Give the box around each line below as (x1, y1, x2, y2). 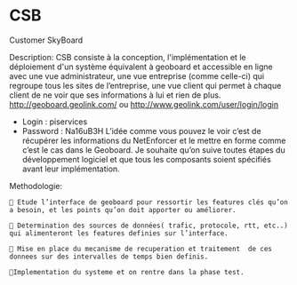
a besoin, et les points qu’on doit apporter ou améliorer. (9, 205, 237, 214)
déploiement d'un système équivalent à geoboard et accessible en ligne (9, 61, 273, 72)
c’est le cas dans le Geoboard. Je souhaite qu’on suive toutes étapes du (21, 144, 286, 155)
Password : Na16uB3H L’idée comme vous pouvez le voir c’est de (21, 125, 261, 136)
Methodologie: (9, 180, 62, 191)
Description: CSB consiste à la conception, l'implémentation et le (9, 51, 246, 62)
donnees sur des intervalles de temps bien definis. (9, 252, 209, 261)
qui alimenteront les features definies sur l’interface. (9, 228, 229, 238)
